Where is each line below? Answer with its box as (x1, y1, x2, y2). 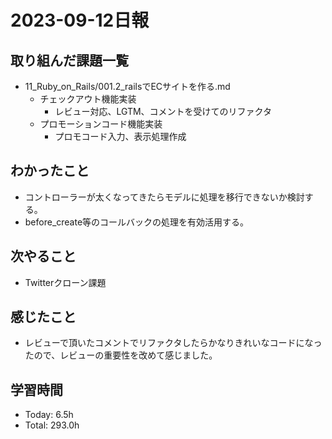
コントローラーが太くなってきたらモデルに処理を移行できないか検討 (24, 191, 305, 203)
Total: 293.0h (24, 419, 80, 431)
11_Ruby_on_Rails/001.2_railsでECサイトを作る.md (24, 81, 231, 92)
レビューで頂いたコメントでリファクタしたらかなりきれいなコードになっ (24, 337, 323, 349)
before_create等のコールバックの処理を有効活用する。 (24, 216, 250, 228)
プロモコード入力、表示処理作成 (54, 131, 187, 142)
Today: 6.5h (24, 409, 74, 421)
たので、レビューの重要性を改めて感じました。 (24, 349, 218, 361)
